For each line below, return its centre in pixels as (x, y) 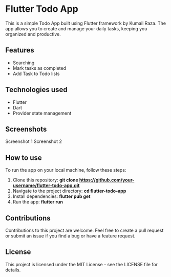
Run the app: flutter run (38, 202)
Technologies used (36, 90)
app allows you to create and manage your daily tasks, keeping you (76, 28)
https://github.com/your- (107, 180)
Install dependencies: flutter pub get (51, 196)
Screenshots (26, 129)
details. (13, 270)
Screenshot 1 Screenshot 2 (34, 141)
